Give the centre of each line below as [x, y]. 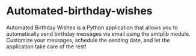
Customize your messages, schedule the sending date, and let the [88, 40]
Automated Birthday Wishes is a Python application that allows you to [92, 27]
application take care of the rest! [47, 46]
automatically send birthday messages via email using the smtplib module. [98, 33]
